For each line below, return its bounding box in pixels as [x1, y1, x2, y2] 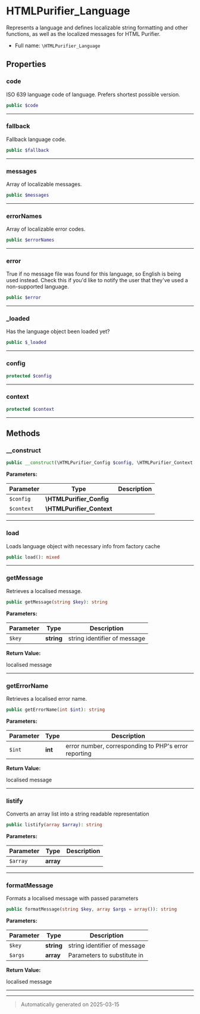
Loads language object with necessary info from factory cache [6, 542, 161, 549]
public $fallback [6, 147, 49, 153]
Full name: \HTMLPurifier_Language [14, 42, 101, 49]
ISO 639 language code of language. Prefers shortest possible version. [6, 91, 180, 98]
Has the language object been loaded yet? [6, 328, 110, 335]
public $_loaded [6, 340, 46, 346]
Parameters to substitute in [68, 951, 144, 960]
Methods [6, 429, 40, 439]
